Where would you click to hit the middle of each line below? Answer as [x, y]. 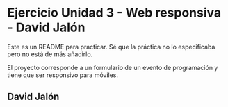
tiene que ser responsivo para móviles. [63, 75]
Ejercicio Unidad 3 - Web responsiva [114, 13]
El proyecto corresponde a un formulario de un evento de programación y [113, 67]
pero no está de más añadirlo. [50, 54]
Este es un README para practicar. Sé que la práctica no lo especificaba [111, 47]
